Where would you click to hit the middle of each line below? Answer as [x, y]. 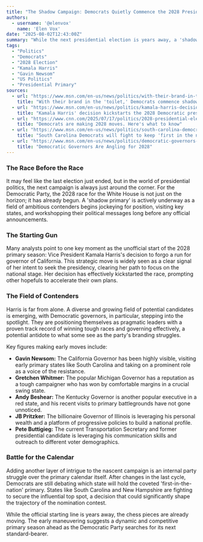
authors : [17, 18]
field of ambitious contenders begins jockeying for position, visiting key [95, 207]
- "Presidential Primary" [44, 85]
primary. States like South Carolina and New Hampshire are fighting [108, 489]
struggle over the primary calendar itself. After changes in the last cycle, [96, 477]
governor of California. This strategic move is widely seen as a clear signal [99, 261]
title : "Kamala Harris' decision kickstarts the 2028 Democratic [101, 113]
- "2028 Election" [35, 62]
